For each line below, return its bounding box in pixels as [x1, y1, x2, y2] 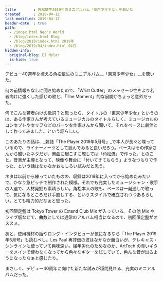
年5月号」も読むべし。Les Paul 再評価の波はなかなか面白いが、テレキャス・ [5, 237, 158, 243]
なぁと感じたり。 [26, 255, 61, 261]
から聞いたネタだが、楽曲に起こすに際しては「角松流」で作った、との [9, 151, 150, 157]
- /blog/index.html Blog [9, 35, 60, 40]
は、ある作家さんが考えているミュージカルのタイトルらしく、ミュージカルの [5, 116, 158, 122]
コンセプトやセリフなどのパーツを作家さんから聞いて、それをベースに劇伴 [5, 122, 154, 128]
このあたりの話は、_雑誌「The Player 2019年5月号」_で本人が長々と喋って [5, 139, 155, 144]
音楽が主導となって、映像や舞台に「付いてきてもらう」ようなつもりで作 [13, 157, 158, 163]
